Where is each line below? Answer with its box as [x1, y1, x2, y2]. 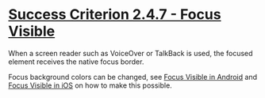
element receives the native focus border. [8, 57, 144, 66]
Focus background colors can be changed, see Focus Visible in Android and [8, 72, 258, 81]
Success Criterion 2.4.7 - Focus [8, 6, 221, 24]
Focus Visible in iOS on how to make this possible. [8, 81, 172, 90]
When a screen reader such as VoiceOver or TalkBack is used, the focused [8, 48, 253, 58]
